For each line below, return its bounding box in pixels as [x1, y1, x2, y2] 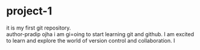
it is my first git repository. [6, 24, 71, 31]
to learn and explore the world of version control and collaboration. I [6, 37, 175, 44]
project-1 [6, 4, 52, 18]
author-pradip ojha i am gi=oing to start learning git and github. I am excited [6, 30, 195, 37]
